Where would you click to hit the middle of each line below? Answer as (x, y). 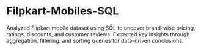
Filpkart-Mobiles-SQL (63, 11)
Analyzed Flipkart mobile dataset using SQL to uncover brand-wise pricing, (101, 28)
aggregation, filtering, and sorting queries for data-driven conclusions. (95, 40)
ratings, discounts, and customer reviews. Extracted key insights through (98, 34)
